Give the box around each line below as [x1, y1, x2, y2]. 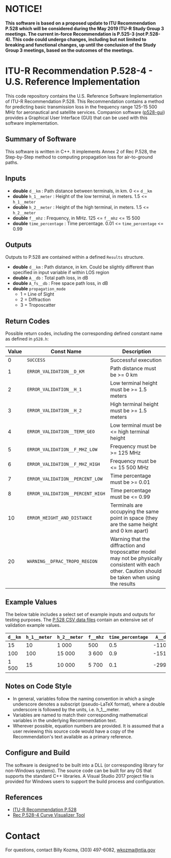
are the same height [110, 521, 158, 528]
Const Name [50, 348, 82, 355]
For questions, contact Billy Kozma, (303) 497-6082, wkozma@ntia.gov [5, 847, 156, 853]
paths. [5, 159, 19, 165]
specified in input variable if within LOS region [12, 269, 109, 276]
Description [122, 348, 152, 355]
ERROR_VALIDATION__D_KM [27, 369, 85, 375]
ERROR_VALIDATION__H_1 [27, 387, 82, 393]
